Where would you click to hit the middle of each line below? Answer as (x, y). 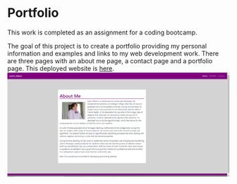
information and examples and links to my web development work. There (113, 53)
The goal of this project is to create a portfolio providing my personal (107, 46)
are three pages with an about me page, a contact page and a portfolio (110, 60)
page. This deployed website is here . (61, 68)
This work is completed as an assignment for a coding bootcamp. (102, 32)
